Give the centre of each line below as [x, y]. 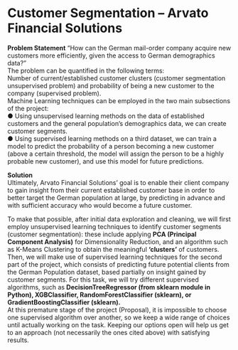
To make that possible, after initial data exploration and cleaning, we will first [119, 219]
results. [18, 340]
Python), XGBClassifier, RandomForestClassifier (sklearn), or [99, 295]
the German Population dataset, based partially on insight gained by [107, 272]
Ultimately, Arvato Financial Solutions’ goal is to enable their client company [118, 182]
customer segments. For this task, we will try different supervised [103, 280]
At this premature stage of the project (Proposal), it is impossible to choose [117, 309]
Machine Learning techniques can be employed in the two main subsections [119, 100]
